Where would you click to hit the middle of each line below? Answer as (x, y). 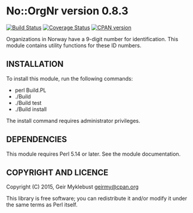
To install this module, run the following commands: (70, 78)
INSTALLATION (35, 64)
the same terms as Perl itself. (42, 205)
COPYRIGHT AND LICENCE (57, 172)
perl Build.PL (30, 90)
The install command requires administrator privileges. (73, 121)
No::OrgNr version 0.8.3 (67, 11)
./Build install (30, 109)
